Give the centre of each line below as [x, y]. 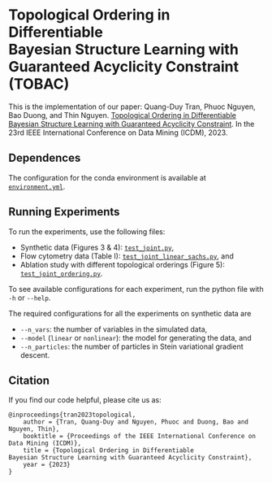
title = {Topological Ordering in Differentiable [109, 450]
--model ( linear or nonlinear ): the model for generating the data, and [136, 337]
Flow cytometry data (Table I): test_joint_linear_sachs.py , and [127, 256]
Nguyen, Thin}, [34, 429]
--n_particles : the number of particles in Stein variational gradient [132, 346]
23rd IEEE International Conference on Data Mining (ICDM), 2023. [118, 133]
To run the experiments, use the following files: [87, 231]
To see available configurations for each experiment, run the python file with [136, 289]
